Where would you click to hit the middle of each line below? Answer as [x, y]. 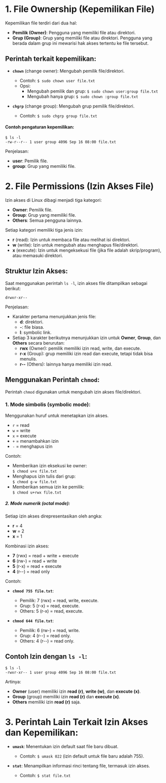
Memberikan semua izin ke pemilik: [48, 487]
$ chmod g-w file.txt [34, 482]
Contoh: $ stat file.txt [45, 775]
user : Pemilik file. [30, 161]
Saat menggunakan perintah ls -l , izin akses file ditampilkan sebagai [76, 283]
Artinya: [13, 681]
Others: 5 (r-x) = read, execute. [52, 611]
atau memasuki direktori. [38, 256]
